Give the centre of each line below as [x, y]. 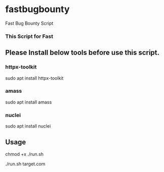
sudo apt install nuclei [28, 126]
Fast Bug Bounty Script [29, 23]
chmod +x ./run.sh [25, 154]
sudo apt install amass [29, 102]
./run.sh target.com [25, 164]
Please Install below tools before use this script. [83, 53]
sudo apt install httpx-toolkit [34, 78]
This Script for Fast [29, 36]
